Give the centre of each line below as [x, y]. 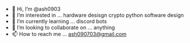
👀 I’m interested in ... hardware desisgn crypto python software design [98, 15]
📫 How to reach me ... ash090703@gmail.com [69, 34]
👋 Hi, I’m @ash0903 [36, 9]
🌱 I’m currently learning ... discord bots [59, 21]
